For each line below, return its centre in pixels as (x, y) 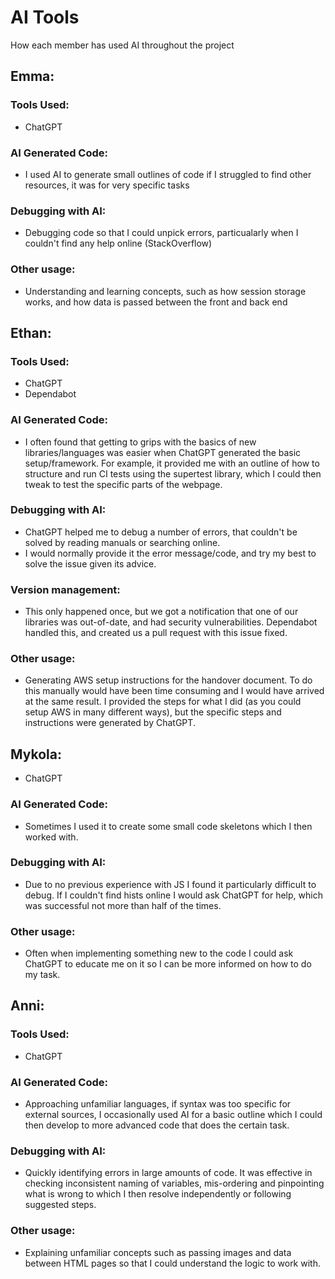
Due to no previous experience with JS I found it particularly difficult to (170, 884)
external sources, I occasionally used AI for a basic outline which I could (173, 1115)
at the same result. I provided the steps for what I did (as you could (163, 702)
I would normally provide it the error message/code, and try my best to (170, 553)
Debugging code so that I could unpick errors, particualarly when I (161, 233)
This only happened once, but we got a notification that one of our (161, 612)
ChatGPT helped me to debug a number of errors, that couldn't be (161, 532)
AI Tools (45, 17)
